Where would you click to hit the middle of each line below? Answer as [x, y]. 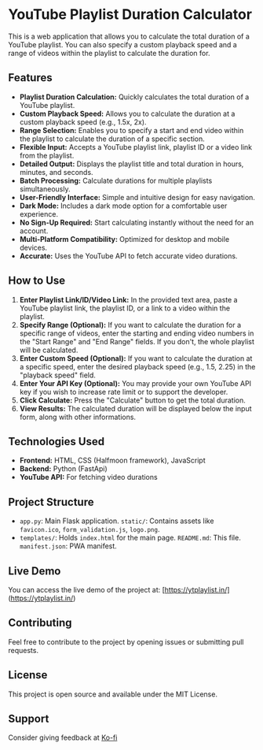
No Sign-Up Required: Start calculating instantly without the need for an [136, 222]
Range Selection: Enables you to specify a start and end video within [131, 130]
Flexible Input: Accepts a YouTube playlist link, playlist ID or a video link [136, 147]
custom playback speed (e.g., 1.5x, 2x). [83, 122]
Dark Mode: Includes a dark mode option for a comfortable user [123, 206]
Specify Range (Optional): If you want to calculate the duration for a [130, 325]
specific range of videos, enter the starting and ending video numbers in [137, 333]
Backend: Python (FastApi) [63, 469]
